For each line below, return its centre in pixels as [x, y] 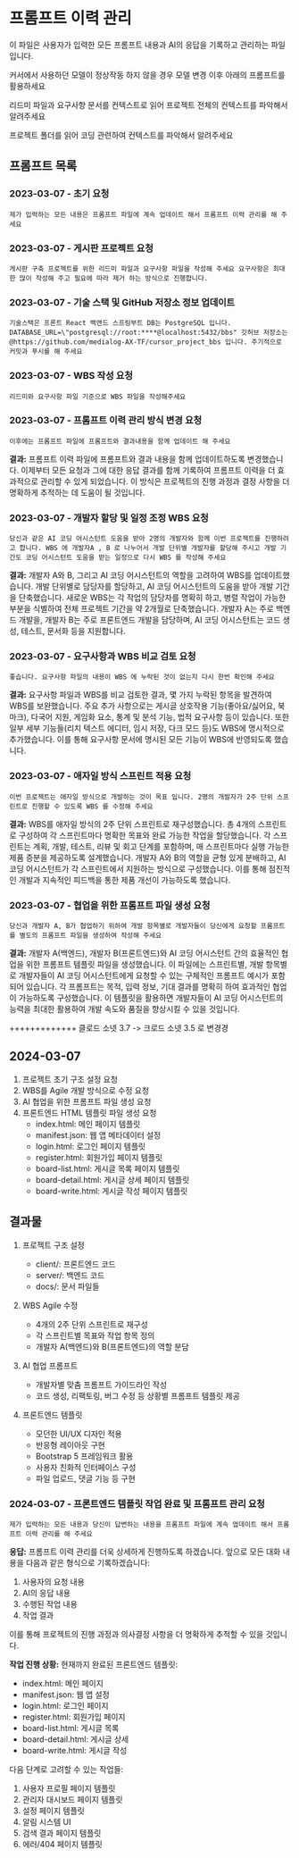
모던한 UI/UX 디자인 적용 [79, 1434]
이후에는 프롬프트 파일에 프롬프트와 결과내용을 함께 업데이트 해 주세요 [120, 441]
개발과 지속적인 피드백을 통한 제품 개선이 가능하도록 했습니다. [125, 880]
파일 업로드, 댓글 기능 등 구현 [85, 1478]
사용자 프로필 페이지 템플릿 [69, 1788]
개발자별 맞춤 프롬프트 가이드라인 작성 [101, 1385]
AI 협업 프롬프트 [50, 1365]
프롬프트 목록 [43, 166]
